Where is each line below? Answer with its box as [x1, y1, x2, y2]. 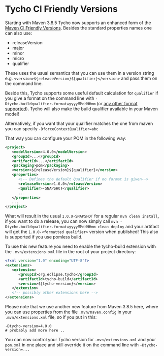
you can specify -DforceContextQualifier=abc [5, 125, 98, 131]
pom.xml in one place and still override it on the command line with [5, 342, 139, 348]
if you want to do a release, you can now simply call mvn [5, 218, 118, 224]
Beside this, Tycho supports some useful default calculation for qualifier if [5, 90, 159, 96]
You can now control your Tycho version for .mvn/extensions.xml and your [5, 337, 156, 343]
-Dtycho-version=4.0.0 [5, 324, 52, 329]
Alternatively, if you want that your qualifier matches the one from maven [5, 120, 153, 126]
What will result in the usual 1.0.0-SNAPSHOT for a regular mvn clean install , [5, 213, 159, 219]
